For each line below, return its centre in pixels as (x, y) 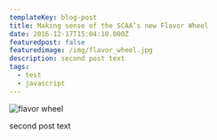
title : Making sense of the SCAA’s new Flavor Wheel (109, 26)
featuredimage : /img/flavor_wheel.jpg (81, 51)
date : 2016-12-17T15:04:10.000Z (69, 34)
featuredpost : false (48, 42)
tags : (19, 67)
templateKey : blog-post (53, 17)
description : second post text (67, 58)
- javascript (41, 83)
